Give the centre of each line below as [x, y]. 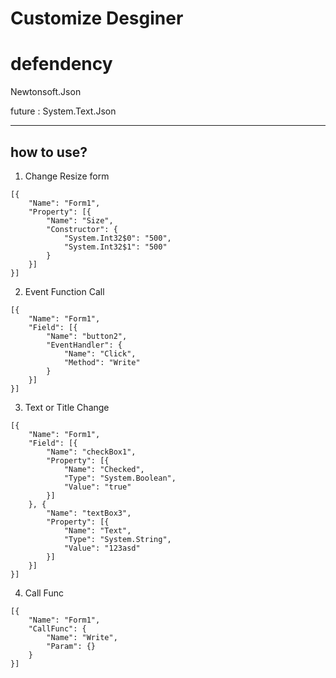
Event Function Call [64, 291]
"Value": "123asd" [102, 548]
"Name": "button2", [87, 336]
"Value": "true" [97, 487]
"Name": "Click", [100, 353]
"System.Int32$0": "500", [117, 238]
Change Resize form [67, 176]
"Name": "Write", [82, 637]
